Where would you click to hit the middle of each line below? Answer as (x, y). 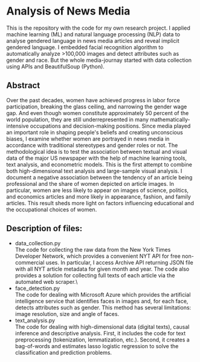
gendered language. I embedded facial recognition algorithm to (85, 47)
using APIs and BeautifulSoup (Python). (55, 66)
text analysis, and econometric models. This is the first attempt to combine (99, 164)
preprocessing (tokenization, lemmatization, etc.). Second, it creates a (102, 340)
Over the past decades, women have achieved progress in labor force (93, 100)
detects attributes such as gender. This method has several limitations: (103, 308)
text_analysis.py (35, 320)
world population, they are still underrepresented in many (78, 119)
